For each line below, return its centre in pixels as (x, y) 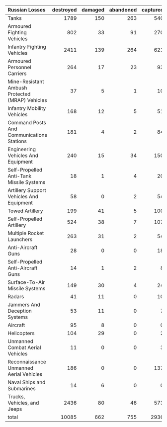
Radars (16, 297)
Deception (20, 311)
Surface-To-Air (26, 282)
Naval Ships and (27, 382)
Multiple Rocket (26, 233)
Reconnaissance (27, 362)
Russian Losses (27, 10)
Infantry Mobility (27, 108)
